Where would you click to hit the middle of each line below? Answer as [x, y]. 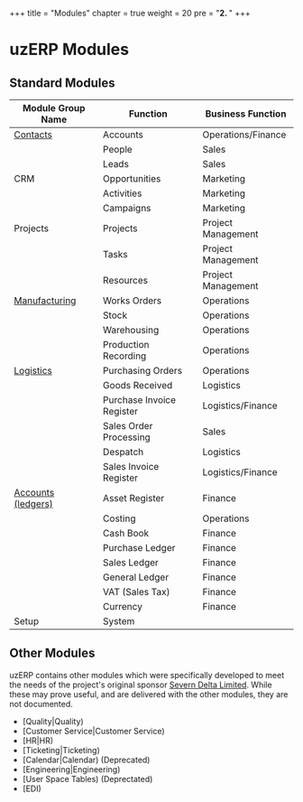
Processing [126, 437]
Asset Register [133, 498]
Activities [122, 193]
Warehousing [131, 330]
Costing [119, 518]
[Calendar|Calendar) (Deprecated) [86, 760]
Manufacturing [45, 300]
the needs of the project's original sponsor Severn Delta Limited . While [141, 685]
